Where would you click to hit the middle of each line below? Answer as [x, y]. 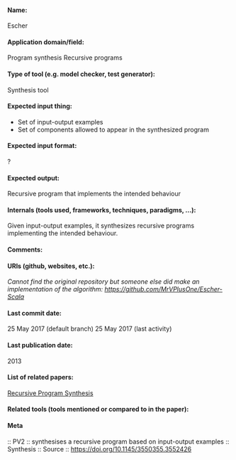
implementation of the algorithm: [55, 289]
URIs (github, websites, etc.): [51, 266]
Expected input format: [42, 146]
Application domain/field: [46, 42]
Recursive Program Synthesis [50, 393]
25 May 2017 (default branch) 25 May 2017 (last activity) [90, 329]
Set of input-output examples [60, 122]
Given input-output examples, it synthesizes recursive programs [101, 226]
